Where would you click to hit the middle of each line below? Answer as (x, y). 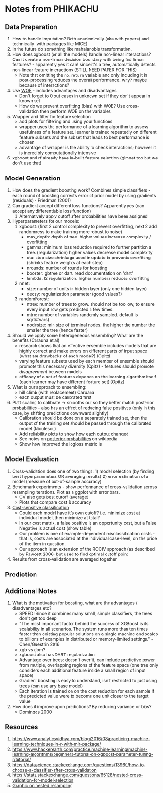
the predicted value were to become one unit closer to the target (84, 696)
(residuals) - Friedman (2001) (41, 200)
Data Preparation (31, 27)
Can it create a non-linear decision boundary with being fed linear (78, 59)
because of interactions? (44, 85)
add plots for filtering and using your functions (66, 121)
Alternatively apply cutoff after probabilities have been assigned (83, 216)
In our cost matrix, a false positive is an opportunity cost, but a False (88, 523)
